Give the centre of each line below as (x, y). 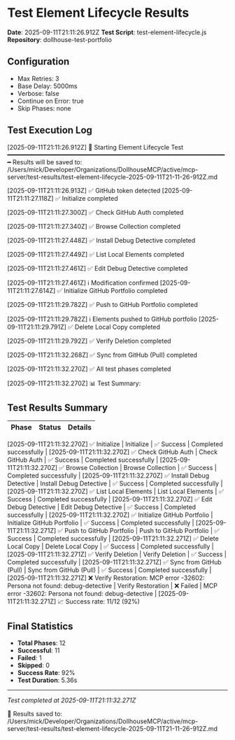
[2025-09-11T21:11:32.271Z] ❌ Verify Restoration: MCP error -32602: (106, 578)
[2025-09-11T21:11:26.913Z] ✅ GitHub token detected (84, 190)
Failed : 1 (29, 658)
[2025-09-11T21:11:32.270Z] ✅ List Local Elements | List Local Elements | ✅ (116, 492)
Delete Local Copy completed (117, 327)
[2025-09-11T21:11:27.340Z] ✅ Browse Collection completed (94, 226)
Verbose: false (38, 93)
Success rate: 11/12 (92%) (102, 602)
